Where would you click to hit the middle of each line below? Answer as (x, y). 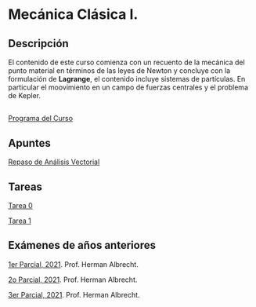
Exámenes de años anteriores (82, 245)
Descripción (38, 44)
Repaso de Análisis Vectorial (54, 162)
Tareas (25, 186)
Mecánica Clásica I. (73, 15)
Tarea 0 (20, 206)
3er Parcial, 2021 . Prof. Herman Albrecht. (74, 294)
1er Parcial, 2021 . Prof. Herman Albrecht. (73, 264)
